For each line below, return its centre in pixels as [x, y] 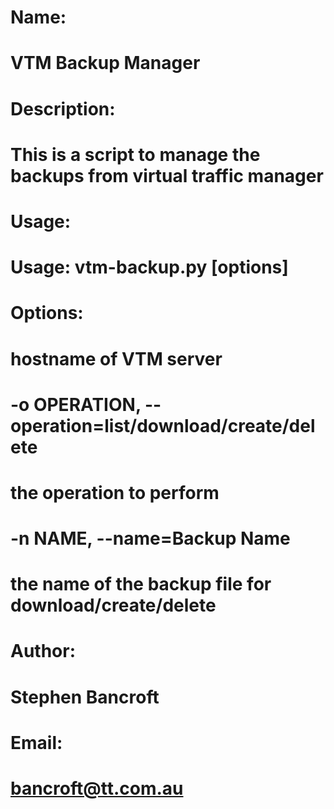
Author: [43, 651]
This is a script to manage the [135, 154]
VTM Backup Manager [105, 63]
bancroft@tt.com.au [97, 788]
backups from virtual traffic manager [167, 175]
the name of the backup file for [141, 584]
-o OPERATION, [76, 404]
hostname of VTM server [116, 358]
